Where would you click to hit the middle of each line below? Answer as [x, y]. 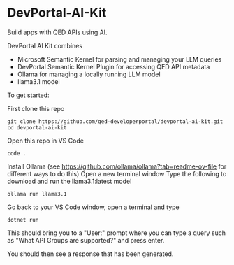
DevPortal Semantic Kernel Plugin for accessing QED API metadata [114, 66]
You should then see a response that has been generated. [90, 254]
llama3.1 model [39, 81]
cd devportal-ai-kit [37, 127]
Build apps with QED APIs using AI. [57, 32]
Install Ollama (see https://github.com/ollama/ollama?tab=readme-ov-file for [117, 166]
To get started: [29, 95]
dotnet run [23, 220]
